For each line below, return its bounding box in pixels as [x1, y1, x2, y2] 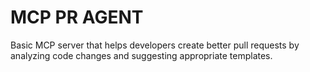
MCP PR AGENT [10, 6, 144, 29]
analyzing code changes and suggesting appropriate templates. [10, 49, 273, 61]
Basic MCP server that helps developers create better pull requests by [10, 39, 300, 51]
